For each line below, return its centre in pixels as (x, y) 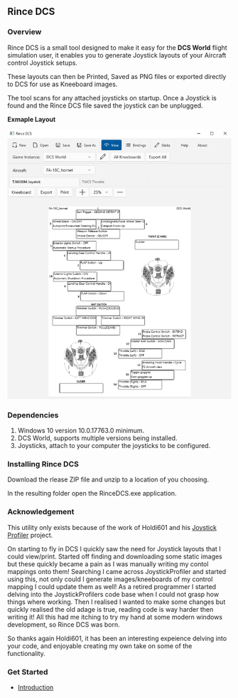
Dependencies (33, 415)
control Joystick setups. (43, 63)
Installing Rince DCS (43, 464)
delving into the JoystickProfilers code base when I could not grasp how (113, 594)
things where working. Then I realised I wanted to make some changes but (117, 602)
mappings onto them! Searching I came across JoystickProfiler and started (117, 571)
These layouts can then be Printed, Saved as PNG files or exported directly (117, 76)
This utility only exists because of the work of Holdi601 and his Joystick (112, 527)
